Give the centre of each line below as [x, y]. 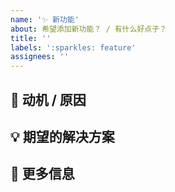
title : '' [31, 38]
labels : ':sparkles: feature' [73, 47]
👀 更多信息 [42, 174]
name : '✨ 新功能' [45, 19]
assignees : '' [40, 57]
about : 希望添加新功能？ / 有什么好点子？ [88, 29]
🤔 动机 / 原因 [48, 99]
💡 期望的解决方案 [62, 136]
